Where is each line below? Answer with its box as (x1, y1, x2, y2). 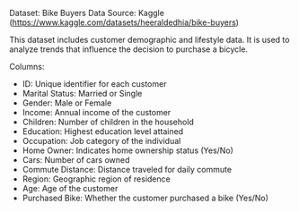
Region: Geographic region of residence (22, 174, 171, 184)
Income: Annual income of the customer (22, 107, 171, 117)
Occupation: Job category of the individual (22, 136, 181, 146)
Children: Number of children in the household (22, 116, 195, 127)
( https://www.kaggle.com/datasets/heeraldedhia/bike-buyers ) (9, 17, 240, 28)
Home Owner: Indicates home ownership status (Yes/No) (22, 145, 233, 156)
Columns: (9, 62, 45, 72)
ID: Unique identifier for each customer (22, 79, 167, 89)
